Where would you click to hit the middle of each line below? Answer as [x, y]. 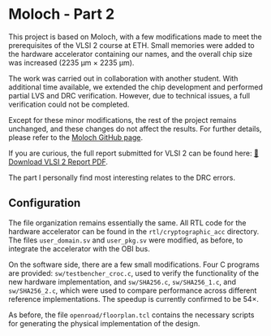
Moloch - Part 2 [62, 14]
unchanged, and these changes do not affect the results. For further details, [135, 129]
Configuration [45, 203]
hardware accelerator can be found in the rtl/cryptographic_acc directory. [134, 231]
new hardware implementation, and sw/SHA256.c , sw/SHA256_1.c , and [123, 281]
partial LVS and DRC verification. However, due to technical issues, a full [129, 95]
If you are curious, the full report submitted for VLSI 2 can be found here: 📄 [134, 153]
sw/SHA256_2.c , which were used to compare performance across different [133, 290]
